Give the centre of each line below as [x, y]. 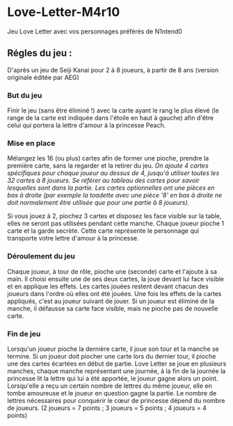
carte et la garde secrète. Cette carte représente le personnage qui [103, 231]
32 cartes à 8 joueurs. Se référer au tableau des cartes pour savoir [103, 181]
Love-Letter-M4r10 [64, 12]
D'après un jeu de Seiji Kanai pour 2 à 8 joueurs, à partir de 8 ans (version [113, 69]
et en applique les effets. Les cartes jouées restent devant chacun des [108, 286]
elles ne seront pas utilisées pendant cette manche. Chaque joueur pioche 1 [116, 224]
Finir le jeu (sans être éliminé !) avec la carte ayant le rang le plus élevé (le [113, 110]
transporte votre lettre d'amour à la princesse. [73, 238]
